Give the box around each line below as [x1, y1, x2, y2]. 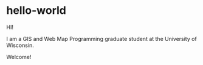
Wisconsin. [6, 42, 35, 49]
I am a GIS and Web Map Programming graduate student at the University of [6, 35, 198, 42]
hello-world [6, 4, 67, 17]
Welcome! [6, 53, 32, 60]
